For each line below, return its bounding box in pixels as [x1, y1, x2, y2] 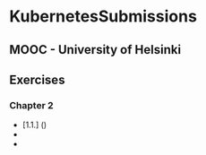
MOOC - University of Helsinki [9, 42, 182, 57]
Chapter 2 [9, 99, 54, 111]
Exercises [9, 72, 65, 87]
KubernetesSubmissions [9, 6, 197, 27]
